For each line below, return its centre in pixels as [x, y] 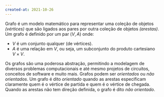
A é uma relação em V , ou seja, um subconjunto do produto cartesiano [84, 48]
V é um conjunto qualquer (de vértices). [53, 43]
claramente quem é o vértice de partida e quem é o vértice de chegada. [78, 84]
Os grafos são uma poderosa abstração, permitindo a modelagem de [75, 63]
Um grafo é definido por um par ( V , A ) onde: [50, 34]
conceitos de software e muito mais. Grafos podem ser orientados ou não [80, 73]
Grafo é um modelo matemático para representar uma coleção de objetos [79, 24]
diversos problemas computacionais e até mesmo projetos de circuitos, [77, 69]
